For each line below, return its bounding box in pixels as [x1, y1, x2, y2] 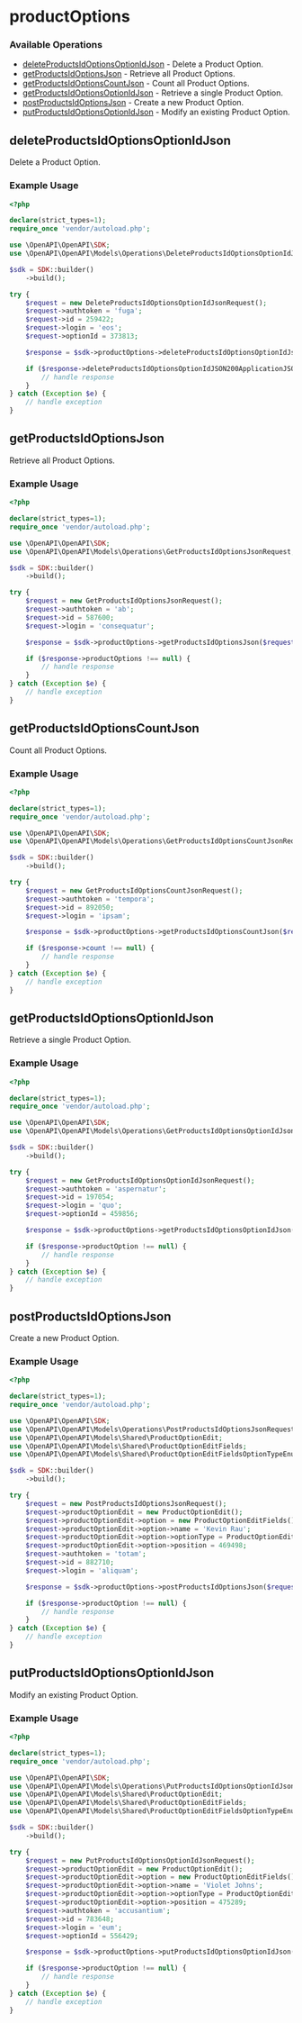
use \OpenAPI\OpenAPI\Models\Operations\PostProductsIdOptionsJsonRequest [9, 1425, 296, 1434]
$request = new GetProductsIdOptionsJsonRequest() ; [25, 596, 223, 605]
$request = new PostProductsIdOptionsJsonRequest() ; [25, 1499, 227, 1508]
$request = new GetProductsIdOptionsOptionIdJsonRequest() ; [25, 1175, 255, 1185]
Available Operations [9, 39, 103, 51]
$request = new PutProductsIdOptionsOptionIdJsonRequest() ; [25, 1855, 255, 1865]
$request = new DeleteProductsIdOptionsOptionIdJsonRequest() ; [25, 298, 268, 307]
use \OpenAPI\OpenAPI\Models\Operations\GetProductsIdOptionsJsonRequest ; [9, 547, 296, 556]
